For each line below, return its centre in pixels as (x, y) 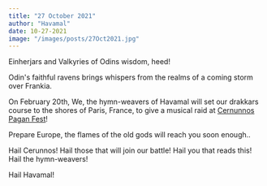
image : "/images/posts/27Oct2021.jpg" (74, 39)
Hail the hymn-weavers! (48, 159)
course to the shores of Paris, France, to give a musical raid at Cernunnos (131, 110)
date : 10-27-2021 (38, 31)
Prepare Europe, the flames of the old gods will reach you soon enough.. (130, 135)
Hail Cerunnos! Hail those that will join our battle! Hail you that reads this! (130, 150)
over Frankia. (30, 86)
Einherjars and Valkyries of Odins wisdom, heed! (89, 62)
